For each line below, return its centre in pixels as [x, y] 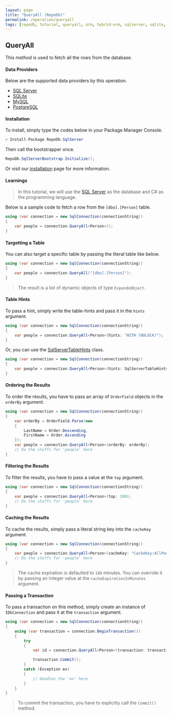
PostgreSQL [25, 107]
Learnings [16, 180]
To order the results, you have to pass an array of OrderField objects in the [84, 397]
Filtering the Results [27, 466]
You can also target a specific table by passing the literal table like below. [82, 254]
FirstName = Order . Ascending [55, 435]
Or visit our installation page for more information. [58, 169]
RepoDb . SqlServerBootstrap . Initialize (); [50, 159]
